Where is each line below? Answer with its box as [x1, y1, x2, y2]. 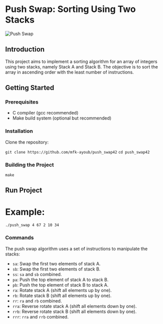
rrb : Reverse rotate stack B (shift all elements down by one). [12, 308, 137, 314]
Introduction [5, 45, 45, 53]
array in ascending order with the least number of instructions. [5, 69, 134, 75]
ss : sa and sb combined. [12, 271, 62, 277]
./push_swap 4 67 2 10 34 [5, 222, 59, 228]
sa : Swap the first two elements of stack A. [12, 260, 101, 266]
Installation [5, 127, 33, 134]
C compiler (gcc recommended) [12, 110, 78, 116]
